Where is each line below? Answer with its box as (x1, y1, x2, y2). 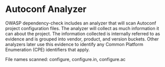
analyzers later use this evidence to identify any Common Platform (5, 41, 144, 47)
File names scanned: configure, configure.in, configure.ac (5, 56, 126, 62)
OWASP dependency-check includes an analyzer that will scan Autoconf (5, 20, 156, 26)
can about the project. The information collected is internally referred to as (5, 30, 160, 36)
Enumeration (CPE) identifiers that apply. (5, 46, 90, 52)
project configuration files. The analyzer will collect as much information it (5, 25, 159, 31)
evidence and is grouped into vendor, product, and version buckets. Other (5, 36, 159, 42)
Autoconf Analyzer (5, 3, 87, 15)
